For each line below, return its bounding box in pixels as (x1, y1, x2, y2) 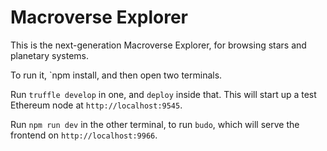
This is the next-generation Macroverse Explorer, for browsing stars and (10, 39, 307, 51)
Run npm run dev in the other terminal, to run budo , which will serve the (10, 118, 300, 130)
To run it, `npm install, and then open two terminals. (10, 69, 223, 81)
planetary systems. (10, 49, 90, 61)
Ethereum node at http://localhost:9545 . (10, 99, 183, 111)
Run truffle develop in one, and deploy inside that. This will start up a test (10, 88, 317, 100)
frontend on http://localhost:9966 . (10, 129, 158, 141)
